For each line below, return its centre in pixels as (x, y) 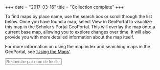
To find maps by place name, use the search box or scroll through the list (79, 16)
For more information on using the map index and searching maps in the (78, 46)
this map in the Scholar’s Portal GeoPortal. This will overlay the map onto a (80, 27)
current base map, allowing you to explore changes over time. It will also (78, 32)
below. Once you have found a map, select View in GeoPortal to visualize (79, 22)
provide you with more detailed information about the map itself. (70, 37)
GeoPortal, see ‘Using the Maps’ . (38, 52)
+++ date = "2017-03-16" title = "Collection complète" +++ (64, 7)
